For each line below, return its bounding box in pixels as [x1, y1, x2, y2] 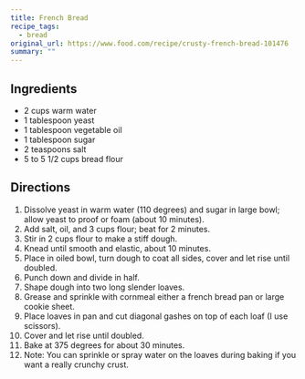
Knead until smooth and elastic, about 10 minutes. [23, 242, 211, 253]
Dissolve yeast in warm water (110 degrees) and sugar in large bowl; [23, 204, 280, 215]
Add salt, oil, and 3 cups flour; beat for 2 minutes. [23, 223, 211, 234]
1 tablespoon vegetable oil [23, 124, 122, 135]
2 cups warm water [23, 105, 97, 116]
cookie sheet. [23, 301, 76, 312]
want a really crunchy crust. [23, 359, 129, 370]
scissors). [23, 320, 61, 331]
